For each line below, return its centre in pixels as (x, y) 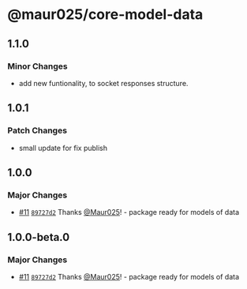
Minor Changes (37, 66)
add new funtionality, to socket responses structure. (103, 83)
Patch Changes (37, 130)
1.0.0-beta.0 (39, 237)
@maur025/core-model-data (105, 15)
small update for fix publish (63, 148)
